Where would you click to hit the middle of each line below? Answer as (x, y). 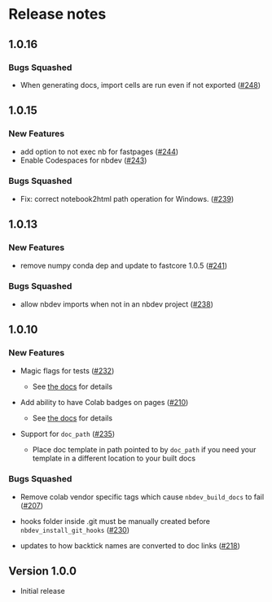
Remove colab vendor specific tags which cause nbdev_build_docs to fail (142, 496)
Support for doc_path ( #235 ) (68, 434)
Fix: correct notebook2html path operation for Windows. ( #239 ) (127, 198)
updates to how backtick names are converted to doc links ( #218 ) (130, 545)
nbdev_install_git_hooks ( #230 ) (75, 530)
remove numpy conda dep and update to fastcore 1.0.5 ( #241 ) (124, 265)
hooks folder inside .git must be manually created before (115, 521)
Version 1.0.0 (43, 571)
